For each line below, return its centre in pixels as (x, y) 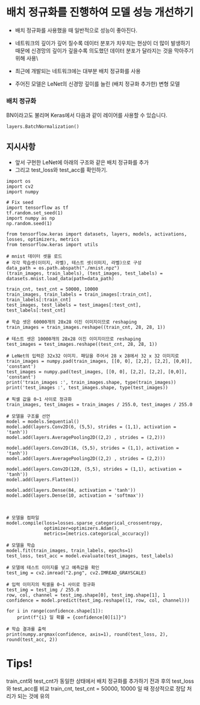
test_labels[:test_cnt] (36, 311)
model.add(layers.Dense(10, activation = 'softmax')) (75, 496)
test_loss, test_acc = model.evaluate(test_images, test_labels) (90, 556)
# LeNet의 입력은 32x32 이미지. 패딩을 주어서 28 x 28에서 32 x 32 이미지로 (93, 356)
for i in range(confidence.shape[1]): (55, 611)
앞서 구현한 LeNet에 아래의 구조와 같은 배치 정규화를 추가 (82, 162)
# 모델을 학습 (21, 546)
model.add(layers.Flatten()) (43, 480)
